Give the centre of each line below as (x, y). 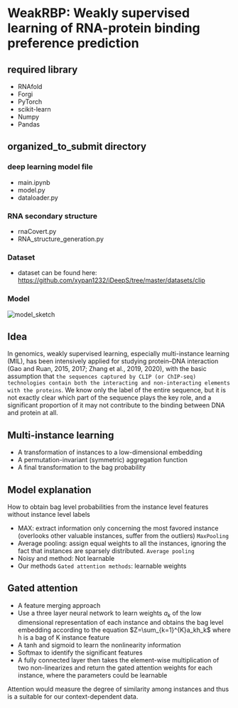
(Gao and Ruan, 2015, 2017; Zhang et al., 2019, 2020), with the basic (107, 369)
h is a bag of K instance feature (64, 637)
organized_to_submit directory (77, 147)
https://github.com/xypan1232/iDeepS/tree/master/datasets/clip (112, 280)
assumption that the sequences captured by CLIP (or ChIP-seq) (102, 376)
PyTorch (30, 102)
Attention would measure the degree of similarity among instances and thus (118, 689)
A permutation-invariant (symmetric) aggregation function (103, 460)
